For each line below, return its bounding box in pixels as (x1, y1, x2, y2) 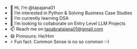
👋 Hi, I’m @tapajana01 (10, 5, 55, 10)
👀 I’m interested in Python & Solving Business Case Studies (10, 10, 132, 16)
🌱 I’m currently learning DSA (10, 15, 69, 21)
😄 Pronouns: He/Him (10, 33, 54, 39)
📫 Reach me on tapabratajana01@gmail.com (10, 26, 103, 32)
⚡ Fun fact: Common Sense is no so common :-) (10, 39, 109, 45)
